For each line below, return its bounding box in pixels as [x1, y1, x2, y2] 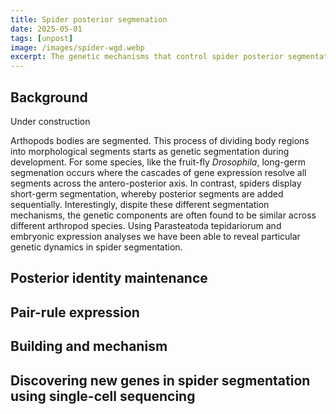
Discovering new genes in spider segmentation [10, 372, 311, 389]
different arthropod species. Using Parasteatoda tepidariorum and [10, 219, 282, 231]
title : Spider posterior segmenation [10, 14, 168, 25]
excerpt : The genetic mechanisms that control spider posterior [10, 52, 284, 62]
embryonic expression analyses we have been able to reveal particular [10, 230, 301, 242]
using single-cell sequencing [10, 387, 196, 405]
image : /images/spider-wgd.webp [10, 42, 145, 53]
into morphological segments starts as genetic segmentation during [10, 145, 290, 157]
